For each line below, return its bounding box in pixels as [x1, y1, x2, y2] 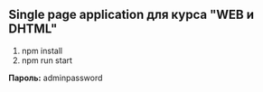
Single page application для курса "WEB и [8, 7, 255, 23]
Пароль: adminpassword [8, 72, 103, 83]
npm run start [21, 54, 73, 66]
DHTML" [8, 22, 58, 37]
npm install [21, 45, 63, 56]
